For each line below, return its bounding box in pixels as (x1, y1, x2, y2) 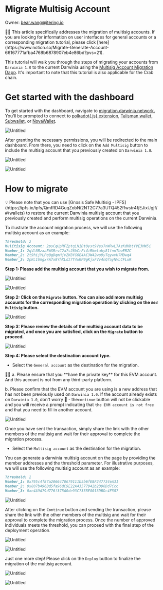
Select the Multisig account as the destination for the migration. (12, 445, 141, 451)
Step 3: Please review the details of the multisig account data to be (5, 324, 143, 330)
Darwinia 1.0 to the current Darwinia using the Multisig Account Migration (5, 64, 154, 70)
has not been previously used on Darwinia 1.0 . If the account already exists (5, 391, 157, 397)
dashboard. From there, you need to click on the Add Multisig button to (5, 142, 148, 148)
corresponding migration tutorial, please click (5, 39, 96, 45)
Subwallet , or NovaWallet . (5, 118, 57, 124)
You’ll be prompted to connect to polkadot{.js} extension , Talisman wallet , (5, 113, 153, 119)
